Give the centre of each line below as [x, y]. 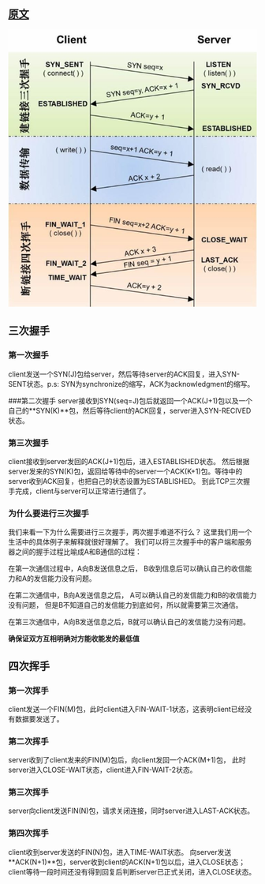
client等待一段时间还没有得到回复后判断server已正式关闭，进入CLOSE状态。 [132, 871]
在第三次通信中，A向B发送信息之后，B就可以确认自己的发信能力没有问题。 [129, 622]
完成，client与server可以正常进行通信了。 [82, 491]
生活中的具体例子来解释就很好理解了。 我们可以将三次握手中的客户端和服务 [130, 542]
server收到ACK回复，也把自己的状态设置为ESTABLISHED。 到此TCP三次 [126, 481]
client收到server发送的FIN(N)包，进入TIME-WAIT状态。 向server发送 [120, 852]
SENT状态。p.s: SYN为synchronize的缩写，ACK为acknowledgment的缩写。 [131, 384]
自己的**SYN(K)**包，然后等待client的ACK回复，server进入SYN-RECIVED [130, 410]
